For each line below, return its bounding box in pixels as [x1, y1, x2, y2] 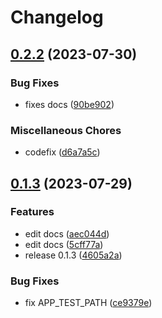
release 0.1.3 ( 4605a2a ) [24, 249, 123, 261]
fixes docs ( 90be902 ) [24, 98, 115, 110]
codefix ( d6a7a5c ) [24, 146, 101, 158]
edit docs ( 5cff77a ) [24, 238, 104, 250]
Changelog [10, 6, 104, 29]
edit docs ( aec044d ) [24, 227, 110, 240]
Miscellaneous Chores [10, 123, 122, 137]
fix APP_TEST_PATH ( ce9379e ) [24, 297, 153, 309]
